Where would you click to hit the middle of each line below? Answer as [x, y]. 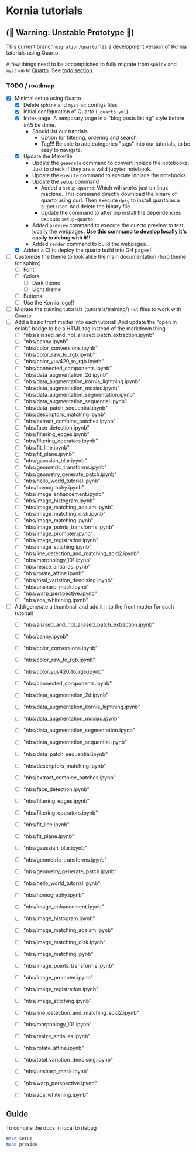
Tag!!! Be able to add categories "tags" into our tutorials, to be [115, 143]
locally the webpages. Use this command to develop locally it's [109, 231]
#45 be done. [39, 125]
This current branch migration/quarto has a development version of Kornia [97, 46]
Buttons [33, 296]
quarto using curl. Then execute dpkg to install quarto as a [110, 200]
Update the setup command [66, 181]
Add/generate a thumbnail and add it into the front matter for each [94, 606]
